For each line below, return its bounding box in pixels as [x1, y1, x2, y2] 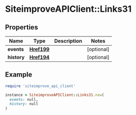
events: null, [9, 97, 38, 102]
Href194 [29, 54, 50, 60]
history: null [9, 102, 38, 107]
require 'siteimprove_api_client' [5, 84, 76, 88]
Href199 [29, 46, 50, 53]
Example [5, 70, 32, 79]
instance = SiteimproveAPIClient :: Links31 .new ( [5, 92, 105, 97]
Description [54, 38, 82, 44]
